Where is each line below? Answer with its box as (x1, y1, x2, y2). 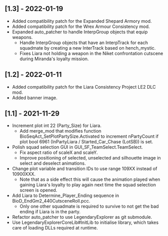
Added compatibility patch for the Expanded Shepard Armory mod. (12, 18, 152, 24)
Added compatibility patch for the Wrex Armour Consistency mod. (12, 23, 150, 29)
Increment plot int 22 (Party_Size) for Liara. (12, 123, 102, 129)
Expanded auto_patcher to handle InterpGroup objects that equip (12, 28, 148, 35)
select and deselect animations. (19, 160, 86, 167)
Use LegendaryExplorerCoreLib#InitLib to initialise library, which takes (12, 219, 159, 225)
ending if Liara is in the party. (19, 209, 81, 215)
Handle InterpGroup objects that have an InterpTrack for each (19, 40, 148, 46)
